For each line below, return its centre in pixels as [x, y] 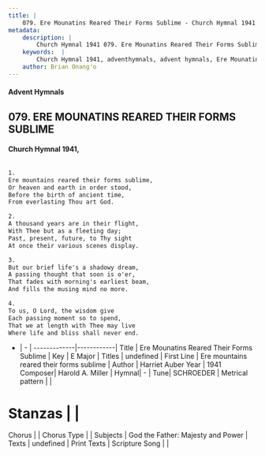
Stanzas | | [44, 413]
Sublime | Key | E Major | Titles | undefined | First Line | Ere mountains [133, 357]
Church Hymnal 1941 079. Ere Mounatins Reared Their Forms [136, 45]
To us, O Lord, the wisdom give [61, 311]
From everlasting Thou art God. [61, 202]
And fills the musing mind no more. [68, 290]
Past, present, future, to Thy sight [70, 238]
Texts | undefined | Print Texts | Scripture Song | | [89, 443]
